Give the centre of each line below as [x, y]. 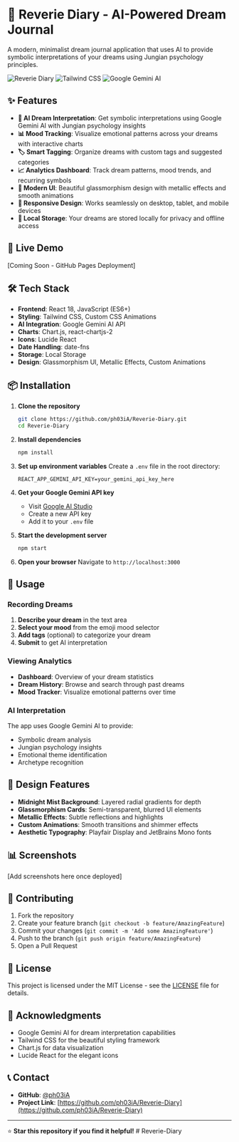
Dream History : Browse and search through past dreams [101, 684]
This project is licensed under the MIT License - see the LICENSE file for [113, 985]
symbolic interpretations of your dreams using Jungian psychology [106, 57]
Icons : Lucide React [47, 339]
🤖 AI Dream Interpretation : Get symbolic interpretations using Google [119, 118]
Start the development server [62, 535]
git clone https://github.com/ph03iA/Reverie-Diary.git [102, 420]
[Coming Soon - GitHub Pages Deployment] [71, 265]
